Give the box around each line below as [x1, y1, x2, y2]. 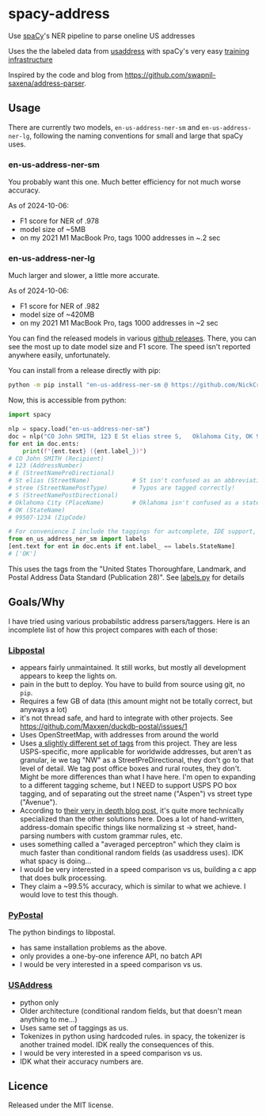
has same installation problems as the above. [19, 943, 167, 953]
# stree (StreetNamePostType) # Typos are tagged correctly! [8, 484, 236, 492]
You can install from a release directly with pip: [8, 366, 161, 375]
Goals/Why [8, 596, 65, 609]
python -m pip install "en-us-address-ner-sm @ [8, 381, 169, 389]
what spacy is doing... [19, 856, 92, 866]
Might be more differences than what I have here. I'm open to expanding [19, 772, 256, 782]
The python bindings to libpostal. [8, 927, 116, 937]
